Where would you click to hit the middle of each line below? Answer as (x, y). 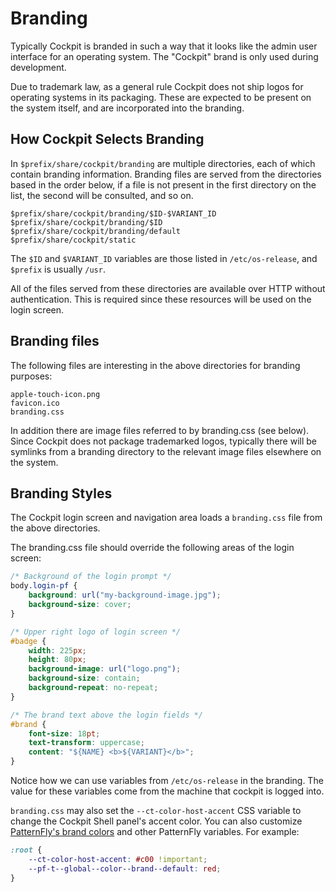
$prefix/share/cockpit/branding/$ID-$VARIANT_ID (113, 213)
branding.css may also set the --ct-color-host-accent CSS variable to (156, 810)
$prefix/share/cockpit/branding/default (96, 231)
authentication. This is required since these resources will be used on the (161, 299)
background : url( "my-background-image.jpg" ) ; (125, 595)
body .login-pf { (44, 586)
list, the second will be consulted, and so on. (102, 195)
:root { (26, 850)
